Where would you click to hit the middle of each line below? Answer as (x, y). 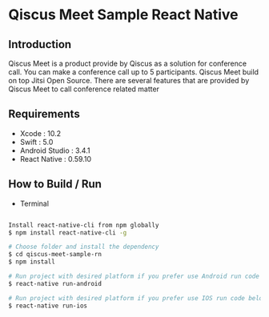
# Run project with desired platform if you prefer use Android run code (134, 276)
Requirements (44, 114)
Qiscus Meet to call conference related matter (84, 89)
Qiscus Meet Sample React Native (123, 15)
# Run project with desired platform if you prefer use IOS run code (127, 298)
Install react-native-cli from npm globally (84, 225)
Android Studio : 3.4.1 (55, 150)
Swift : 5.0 (36, 142)
